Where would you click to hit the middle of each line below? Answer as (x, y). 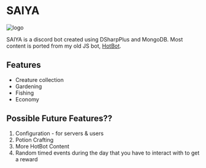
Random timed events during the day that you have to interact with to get (107, 153)
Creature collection (40, 79)
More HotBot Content (42, 146)
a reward (26, 159)
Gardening (29, 86)
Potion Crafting (34, 140)
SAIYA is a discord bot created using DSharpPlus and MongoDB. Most (95, 39)
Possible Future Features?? (59, 119)
